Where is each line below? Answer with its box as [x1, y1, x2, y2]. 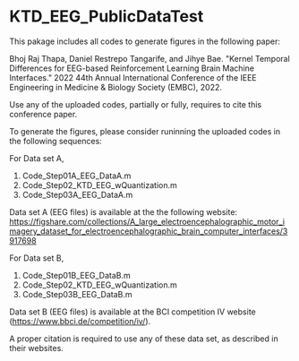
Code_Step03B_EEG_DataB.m [21, 288, 132, 299]
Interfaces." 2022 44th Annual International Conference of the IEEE [9, 72, 257, 82]
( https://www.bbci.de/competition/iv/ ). [9, 315, 151, 326]
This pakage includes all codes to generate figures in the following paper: [9, 36, 280, 47]
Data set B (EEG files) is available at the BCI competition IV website [9, 306, 257, 317]
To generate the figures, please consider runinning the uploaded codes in [9, 125, 280, 136]
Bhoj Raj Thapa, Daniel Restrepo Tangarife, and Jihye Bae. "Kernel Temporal [9, 53, 291, 64]
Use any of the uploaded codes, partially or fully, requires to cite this [9, 99, 262, 109]
